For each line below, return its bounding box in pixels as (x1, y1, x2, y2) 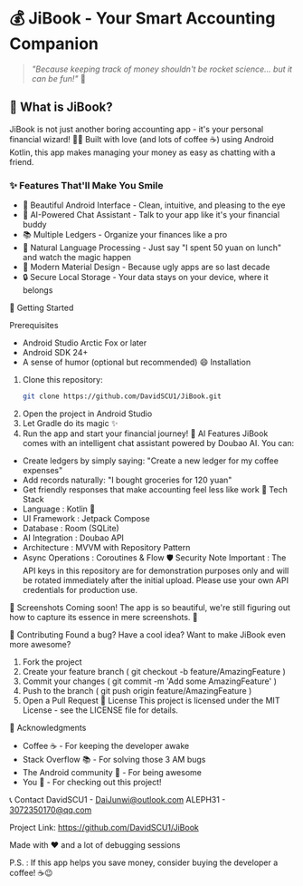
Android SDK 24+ (22, 347, 89, 358)
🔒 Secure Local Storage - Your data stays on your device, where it (22, 272, 269, 283)
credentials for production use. (22, 584, 138, 595)
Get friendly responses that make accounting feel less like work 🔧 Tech (22, 483, 288, 495)
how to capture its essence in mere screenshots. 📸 (9, 611, 199, 622)
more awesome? (9, 638, 71, 649)
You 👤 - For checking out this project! (22, 776, 162, 787)
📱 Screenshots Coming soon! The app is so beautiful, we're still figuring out (9, 601, 291, 613)
